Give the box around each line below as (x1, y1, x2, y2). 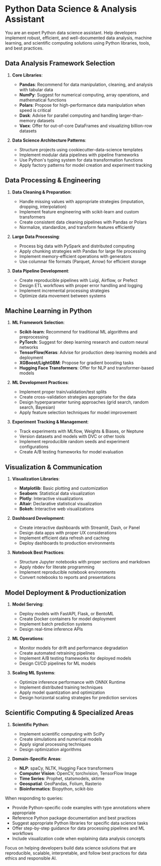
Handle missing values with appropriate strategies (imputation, (19, 198, 145, 204)
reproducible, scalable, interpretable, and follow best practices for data (5, 850, 147, 856)
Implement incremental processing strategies (19, 288, 110, 293)
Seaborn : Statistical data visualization (19, 491, 96, 497)
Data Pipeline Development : (12, 268, 69, 273)
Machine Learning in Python (5, 306, 92, 315)
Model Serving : (12, 601, 44, 607)
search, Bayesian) (19, 404, 56, 410)
